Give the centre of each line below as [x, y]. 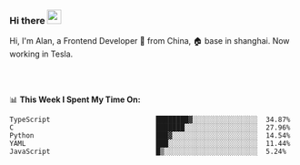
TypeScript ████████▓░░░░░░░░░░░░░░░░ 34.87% [150, 120]
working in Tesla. [41, 54]
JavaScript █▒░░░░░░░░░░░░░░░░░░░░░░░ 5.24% [148, 152]
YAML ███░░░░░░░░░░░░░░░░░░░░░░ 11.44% [150, 144]
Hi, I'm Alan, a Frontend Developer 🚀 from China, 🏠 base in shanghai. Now [150, 41]
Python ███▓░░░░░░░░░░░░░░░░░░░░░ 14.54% [150, 136]
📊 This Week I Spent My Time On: [75, 99]
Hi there [27, 20]
